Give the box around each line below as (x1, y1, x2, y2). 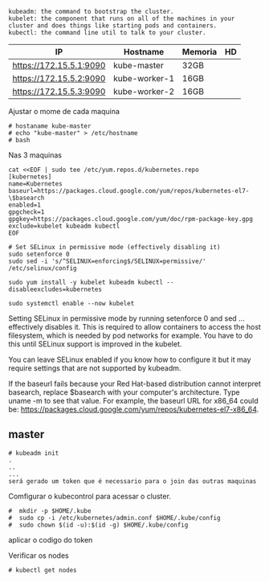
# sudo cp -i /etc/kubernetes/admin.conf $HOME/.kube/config (8, 514, 221, 522)
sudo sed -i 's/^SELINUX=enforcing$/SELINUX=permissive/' (8, 257, 206, 265)
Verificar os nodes (8, 551, 70, 560)
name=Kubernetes (8, 180, 63, 188)
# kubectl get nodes (8, 566, 78, 574)
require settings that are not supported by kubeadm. (8, 363, 181, 373)
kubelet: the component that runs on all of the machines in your (8, 14, 235, 23)
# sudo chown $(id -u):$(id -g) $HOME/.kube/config (8, 521, 189, 529)
